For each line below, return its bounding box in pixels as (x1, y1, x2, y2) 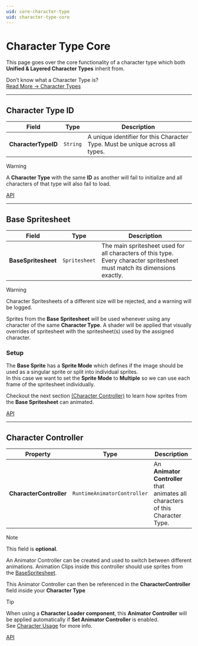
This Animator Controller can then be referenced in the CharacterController (6, 581, 190, 588)
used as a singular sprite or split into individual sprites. (6, 369, 138, 376)
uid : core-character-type (6, 8, 70, 15)
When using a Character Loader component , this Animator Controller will (6, 610, 187, 617)
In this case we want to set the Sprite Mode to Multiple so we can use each (6, 375, 190, 382)
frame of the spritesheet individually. (6, 381, 95, 388)
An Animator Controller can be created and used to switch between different (6, 557, 192, 564)
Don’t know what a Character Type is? (6, 77, 99, 84)
